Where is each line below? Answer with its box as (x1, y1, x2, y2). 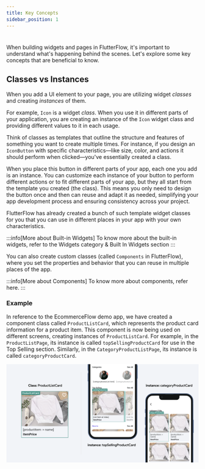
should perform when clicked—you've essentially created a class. (6, 153, 172, 160)
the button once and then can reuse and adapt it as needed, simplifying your (6, 191, 199, 198)
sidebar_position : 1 (6, 16, 59, 23)
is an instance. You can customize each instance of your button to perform (6, 171, 194, 179)
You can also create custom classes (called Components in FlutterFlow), (6, 253, 183, 260)
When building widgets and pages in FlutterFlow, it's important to (6, 43, 170, 51)
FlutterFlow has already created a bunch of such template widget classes (6, 209, 191, 216)
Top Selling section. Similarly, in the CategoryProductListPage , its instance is (6, 345, 197, 353)
